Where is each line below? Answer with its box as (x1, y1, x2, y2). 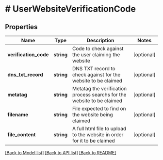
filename (7, 112, 29, 118)
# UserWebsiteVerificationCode (5, 3, 136, 15)
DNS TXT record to (72, 65, 115, 72)
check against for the (72, 71, 121, 78)
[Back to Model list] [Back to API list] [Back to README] (5, 150, 116, 156)
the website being (72, 112, 113, 118)
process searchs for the (72, 91, 127, 98)
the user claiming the (72, 51, 120, 58)
